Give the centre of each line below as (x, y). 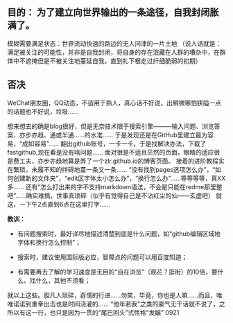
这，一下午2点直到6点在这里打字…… (59, 204)
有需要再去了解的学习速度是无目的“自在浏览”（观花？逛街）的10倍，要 (117, 272)
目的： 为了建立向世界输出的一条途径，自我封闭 (109, 12)
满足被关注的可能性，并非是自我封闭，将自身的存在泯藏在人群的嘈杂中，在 (113, 52)
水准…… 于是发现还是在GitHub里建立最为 (149, 134)
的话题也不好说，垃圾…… (43, 111)
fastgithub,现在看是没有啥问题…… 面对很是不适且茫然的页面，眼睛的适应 (111, 152)
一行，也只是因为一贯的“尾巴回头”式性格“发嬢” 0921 (105, 312)
